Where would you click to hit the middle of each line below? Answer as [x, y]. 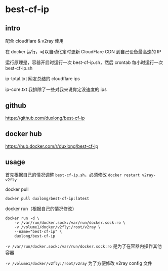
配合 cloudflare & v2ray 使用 [35, 41]
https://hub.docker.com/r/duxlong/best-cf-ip [52, 146]
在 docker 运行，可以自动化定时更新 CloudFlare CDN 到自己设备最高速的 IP [83, 52]
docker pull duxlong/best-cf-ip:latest [47, 199]
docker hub [24, 134]
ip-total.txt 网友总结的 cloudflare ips [43, 79]
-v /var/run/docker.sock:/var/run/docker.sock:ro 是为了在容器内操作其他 [83, 246]
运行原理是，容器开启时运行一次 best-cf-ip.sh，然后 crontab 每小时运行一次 [84, 62]
